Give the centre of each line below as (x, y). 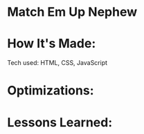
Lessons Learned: (60, 122)
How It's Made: (52, 44)
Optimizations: (51, 91)
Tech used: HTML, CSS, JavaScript (57, 63)
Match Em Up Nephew (72, 12)
